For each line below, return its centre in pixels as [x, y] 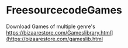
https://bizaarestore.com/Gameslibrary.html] [60, 32]
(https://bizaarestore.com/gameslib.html [55, 39]
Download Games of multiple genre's [51, 26]
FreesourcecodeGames [64, 10]
